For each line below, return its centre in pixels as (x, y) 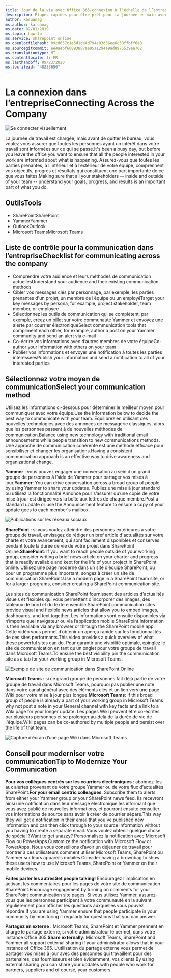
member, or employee (36, 309)
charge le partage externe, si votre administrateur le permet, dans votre (80, 932)
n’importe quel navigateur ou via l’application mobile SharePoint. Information (85, 621)
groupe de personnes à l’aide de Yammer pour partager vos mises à (77, 477)
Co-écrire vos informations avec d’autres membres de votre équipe (83, 341)
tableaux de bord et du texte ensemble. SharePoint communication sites (80, 604)
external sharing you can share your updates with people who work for (80, 965)
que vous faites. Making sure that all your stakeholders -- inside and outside (84, 176)
